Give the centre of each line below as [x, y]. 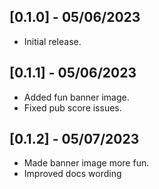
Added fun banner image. [76, 97]
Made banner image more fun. [86, 163]
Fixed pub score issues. [72, 107]
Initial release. [52, 41]
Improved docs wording [72, 174]
